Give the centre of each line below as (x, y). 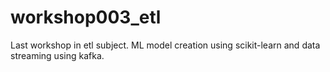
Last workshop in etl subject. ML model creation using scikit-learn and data (165, 45)
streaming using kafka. (57, 55)
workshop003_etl (86, 17)
